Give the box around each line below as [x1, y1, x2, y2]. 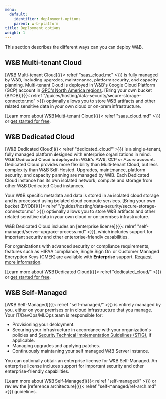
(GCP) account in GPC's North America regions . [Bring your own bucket [5, 87, 152, 93]
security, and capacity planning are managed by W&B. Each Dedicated [5, 172, 150, 178]
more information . [5, 259, 42, 265]
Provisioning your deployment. [12, 321, 75, 328]
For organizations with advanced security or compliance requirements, [5, 243, 150, 249]
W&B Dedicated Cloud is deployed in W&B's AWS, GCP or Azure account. [5, 156, 155, 162]
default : [9, 12, 28, 17]
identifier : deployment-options [14, 16, 81, 21]
